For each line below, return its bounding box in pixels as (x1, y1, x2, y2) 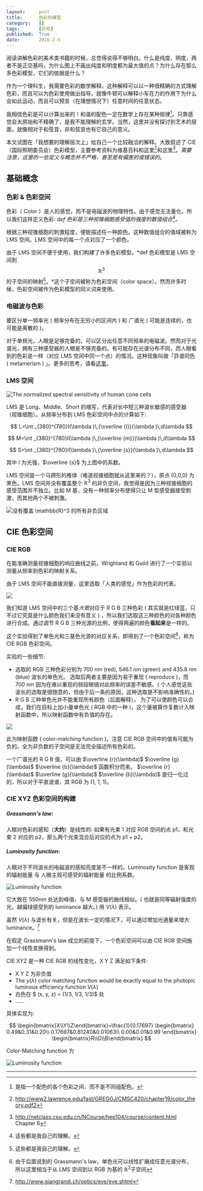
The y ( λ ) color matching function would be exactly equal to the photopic (14, 977, 196, 984)
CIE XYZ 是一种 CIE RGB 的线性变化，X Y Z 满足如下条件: (6, 957, 148, 964)
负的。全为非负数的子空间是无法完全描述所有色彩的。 (6, 743, 139, 750)
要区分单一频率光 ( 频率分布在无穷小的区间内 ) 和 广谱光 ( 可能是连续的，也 (6, 317, 192, 324)
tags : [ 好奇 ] (6, 25, 54, 32)
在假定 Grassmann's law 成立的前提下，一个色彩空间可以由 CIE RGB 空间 (6, 937, 187, 944)
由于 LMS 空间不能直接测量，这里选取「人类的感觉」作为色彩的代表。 (6, 579, 179, 587)
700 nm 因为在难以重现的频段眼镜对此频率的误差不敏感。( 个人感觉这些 (14, 680, 193, 688)
